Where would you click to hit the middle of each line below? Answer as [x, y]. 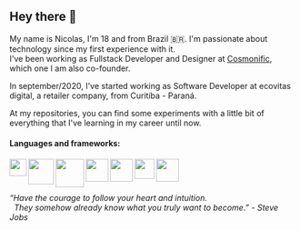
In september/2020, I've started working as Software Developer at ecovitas [150, 85]
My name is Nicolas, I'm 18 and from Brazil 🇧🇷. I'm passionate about [139, 38]
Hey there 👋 [43, 17]
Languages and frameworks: [65, 144]
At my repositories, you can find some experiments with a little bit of [137, 113]
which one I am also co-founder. [70, 68]
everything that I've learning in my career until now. [105, 123]
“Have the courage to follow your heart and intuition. [108, 197]
